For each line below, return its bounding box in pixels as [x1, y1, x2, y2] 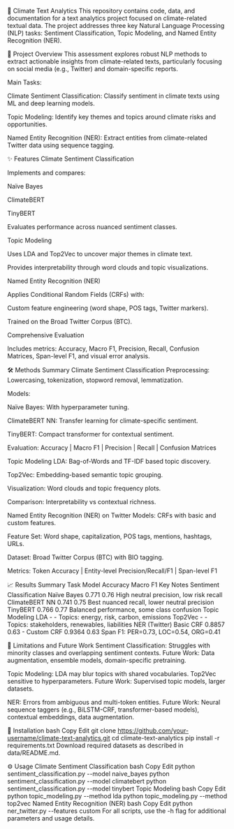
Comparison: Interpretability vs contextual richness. [7, 498, 156, 506]
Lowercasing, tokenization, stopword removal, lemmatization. [7, 376, 184, 384]
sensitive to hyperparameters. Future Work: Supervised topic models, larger [7, 677, 226, 685]
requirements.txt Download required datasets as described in [7, 741, 184, 749]
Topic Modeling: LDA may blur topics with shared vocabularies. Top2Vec [7, 670, 217, 677]
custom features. [7, 519, 57, 527]
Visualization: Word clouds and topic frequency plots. [7, 484, 161, 492]
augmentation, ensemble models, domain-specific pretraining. [7, 656, 187, 664]
